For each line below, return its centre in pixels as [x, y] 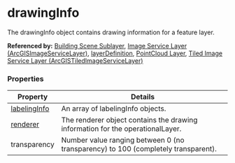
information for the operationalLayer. [121, 129]
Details [143, 97]
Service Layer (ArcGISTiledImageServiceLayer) [75, 60]
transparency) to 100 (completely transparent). [139, 149]
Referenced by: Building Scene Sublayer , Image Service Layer [97, 45]
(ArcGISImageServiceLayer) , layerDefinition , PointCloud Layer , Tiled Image [115, 53]
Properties [26, 78]
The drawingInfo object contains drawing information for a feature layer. [111, 32]
